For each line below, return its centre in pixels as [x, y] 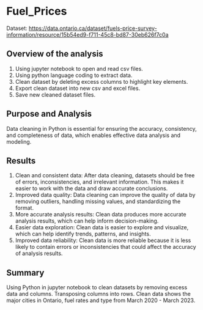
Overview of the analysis [55, 54]
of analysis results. [39, 253]
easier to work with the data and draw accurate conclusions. [91, 188]
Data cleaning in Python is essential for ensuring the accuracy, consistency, [102, 128]
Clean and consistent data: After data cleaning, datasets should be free [105, 175]
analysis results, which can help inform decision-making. [87, 221]
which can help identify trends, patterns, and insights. [83, 234]
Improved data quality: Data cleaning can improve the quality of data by [105, 195]
